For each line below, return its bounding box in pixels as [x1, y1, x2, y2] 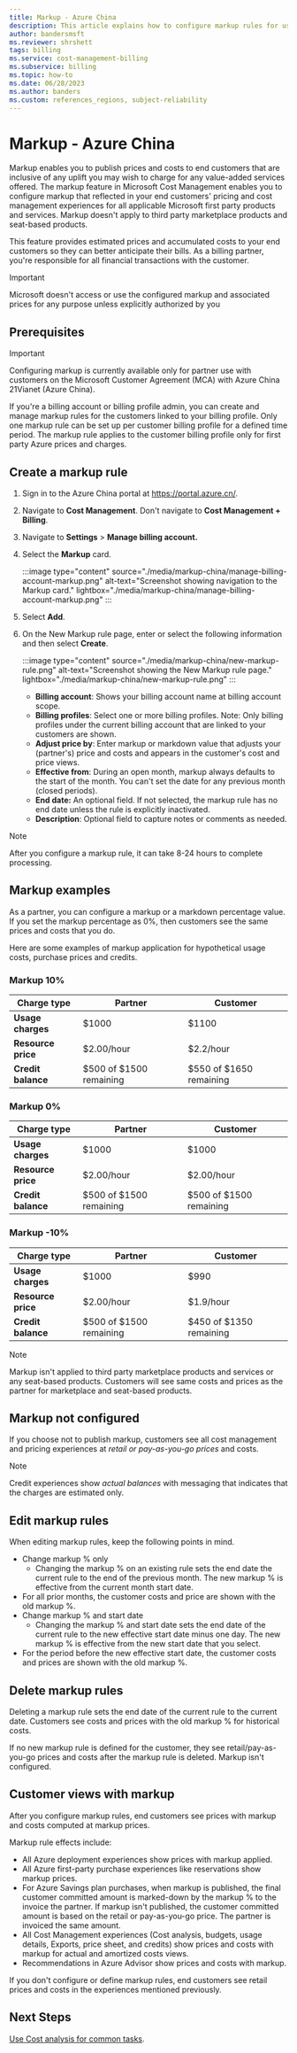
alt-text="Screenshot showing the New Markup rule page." [57, 664, 272, 675]
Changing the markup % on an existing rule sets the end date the [34, 1563, 272, 1574]
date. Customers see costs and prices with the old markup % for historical [9, 1716, 280, 1727]
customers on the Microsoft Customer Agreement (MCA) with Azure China [9, 375, 280, 385]
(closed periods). [34, 785, 98, 795]
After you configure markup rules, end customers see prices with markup [9, 1810, 277, 1821]
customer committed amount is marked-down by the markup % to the [21, 1892, 277, 1902]
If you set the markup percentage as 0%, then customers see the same [9, 916, 269, 926]
